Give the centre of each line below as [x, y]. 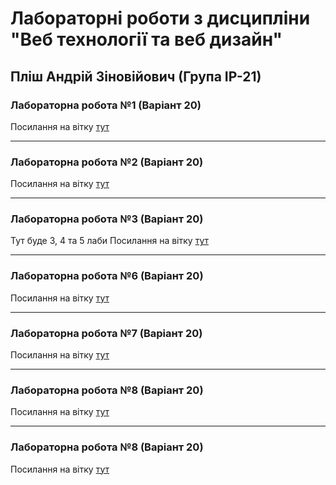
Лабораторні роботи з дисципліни [160, 18]
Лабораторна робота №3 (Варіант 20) [107, 219]
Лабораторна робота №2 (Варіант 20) [107, 162]
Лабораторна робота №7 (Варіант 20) [106, 333]
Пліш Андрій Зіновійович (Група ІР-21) [136, 76]
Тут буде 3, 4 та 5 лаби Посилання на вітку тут [109, 241]
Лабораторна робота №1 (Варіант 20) [106, 105]
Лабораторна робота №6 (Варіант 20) [107, 276]
